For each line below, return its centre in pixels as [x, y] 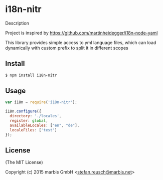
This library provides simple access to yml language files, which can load [81, 42]
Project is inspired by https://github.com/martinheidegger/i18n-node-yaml [81, 33]
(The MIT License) [24, 162]
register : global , [29, 121]
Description [17, 23]
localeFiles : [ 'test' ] [33, 130]
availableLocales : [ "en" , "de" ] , [45, 125]
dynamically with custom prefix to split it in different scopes [67, 48]
